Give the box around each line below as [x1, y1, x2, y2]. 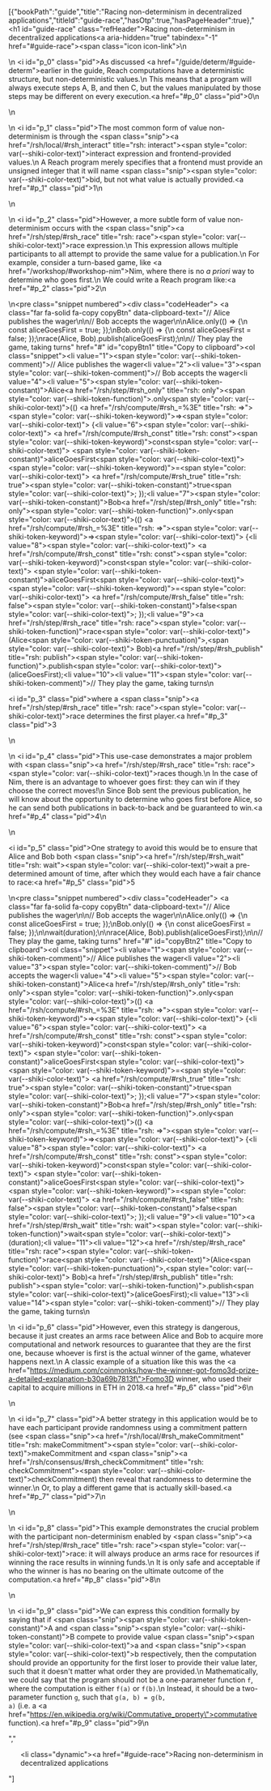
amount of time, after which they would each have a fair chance [48, 869, 261, 878]
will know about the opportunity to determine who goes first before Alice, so [8, 795, 263, 803]
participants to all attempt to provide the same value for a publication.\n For [8, 249, 260, 259]
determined [8, 869, 47, 878]
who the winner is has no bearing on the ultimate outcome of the [8, 1566, 224, 1575]
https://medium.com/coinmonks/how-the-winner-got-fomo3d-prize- [29, 1365, 259, 1375]
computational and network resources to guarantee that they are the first [8, 1339, 252, 1349]
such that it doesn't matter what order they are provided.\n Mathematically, [8, 1666, 259, 1676]
